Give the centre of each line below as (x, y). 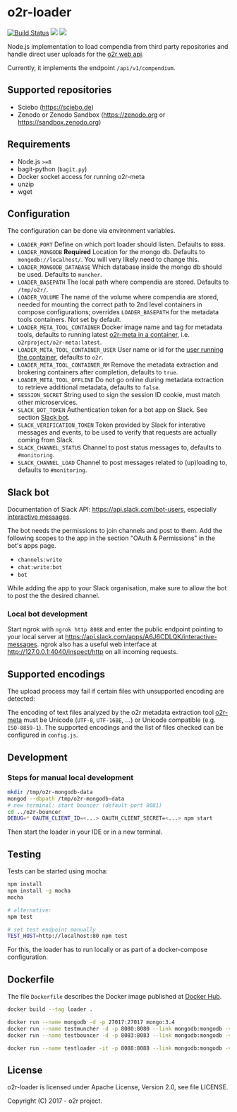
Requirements (39, 145)
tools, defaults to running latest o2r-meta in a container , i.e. (104, 335)
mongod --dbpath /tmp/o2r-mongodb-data (66, 798)
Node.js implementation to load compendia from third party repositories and (118, 46)
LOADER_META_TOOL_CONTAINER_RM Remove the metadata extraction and (118, 365)
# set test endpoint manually (52, 929)
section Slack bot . (44, 418)
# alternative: (30, 910)
